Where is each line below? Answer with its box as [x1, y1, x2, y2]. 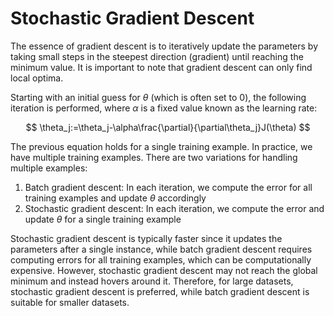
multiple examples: [10, 162, 88, 174]
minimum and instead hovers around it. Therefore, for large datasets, [10, 275, 294, 287]
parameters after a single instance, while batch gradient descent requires [10, 243, 313, 255]
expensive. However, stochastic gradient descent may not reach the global [10, 264, 318, 276]
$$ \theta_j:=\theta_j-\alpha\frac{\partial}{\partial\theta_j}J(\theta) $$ [25, 121, 311, 133]
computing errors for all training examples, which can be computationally [10, 253, 312, 266]
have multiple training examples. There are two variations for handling [10, 151, 298, 163]
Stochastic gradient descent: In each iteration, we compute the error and [24, 202, 325, 214]
